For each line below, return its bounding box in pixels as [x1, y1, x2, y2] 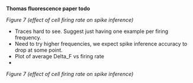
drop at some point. [14, 47, 63, 54]
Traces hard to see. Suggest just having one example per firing [14, 28, 169, 35]
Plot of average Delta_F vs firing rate [14, 53, 105, 59]
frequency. [14, 34, 41, 41]
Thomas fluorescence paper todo [6, 5, 91, 12]
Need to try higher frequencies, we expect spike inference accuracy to [14, 41, 188, 47]
